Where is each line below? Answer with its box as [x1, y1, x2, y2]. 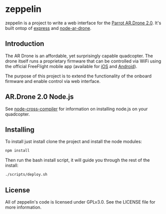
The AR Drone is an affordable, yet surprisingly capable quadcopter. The [5, 53, 153, 59]
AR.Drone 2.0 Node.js [5, 93, 74, 101]
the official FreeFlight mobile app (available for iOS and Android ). [5, 63, 138, 69]
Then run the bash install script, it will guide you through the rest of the [5, 157, 150, 163]
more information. [5, 204, 42, 210]
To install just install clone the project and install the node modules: [5, 139, 142, 144]
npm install [5, 148, 30, 153]
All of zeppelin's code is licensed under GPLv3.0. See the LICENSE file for [5, 199, 156, 205]
